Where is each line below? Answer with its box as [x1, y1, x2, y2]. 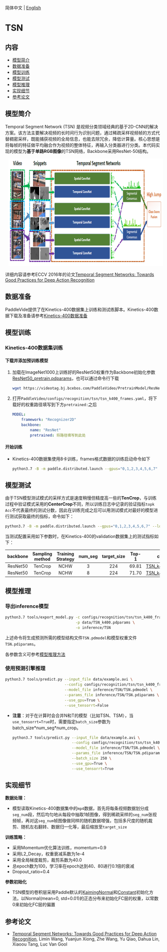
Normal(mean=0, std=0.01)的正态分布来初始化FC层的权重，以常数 [25, 895, 159, 901]
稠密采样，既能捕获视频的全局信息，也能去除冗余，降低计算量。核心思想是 [9, 136, 160, 142]
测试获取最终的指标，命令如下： [9, 513, 74, 519]
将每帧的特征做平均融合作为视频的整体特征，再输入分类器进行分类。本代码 [5, 142, 156, 148]
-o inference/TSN [75, 625, 111, 630]
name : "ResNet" [30, 427, 61, 432]
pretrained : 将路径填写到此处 [30, 433, 86, 438]
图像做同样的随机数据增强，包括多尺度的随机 [57, 818, 148, 824]
